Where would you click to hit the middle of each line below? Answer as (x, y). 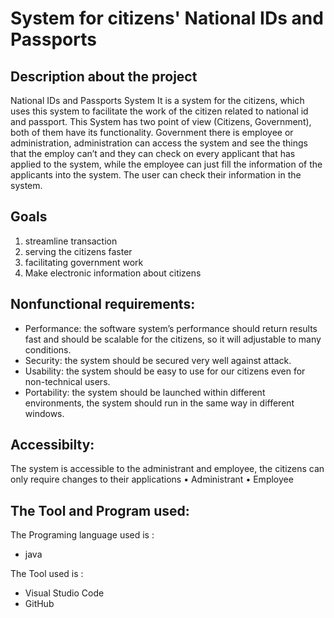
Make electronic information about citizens (113, 273)
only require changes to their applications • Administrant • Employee (152, 479)
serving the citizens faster (78, 251)
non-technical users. (67, 381)
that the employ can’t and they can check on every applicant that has (153, 153)
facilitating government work (84, 262)
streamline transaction (71, 241)
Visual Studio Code (64, 593)
